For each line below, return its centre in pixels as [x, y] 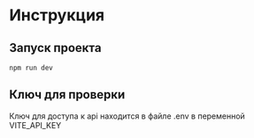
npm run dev [31, 68]
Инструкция [57, 15]
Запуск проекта [55, 48]
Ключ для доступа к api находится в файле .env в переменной [127, 116]
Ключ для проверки [67, 94]
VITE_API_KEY [35, 125]
